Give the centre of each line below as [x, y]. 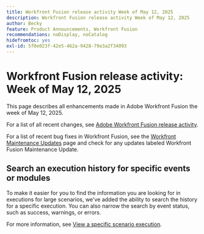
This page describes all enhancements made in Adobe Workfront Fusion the [102, 106]
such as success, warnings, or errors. [54, 212]
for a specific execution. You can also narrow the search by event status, [98, 206]
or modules [28, 178]
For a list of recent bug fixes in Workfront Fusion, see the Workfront [91, 136]
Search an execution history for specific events [98, 169]
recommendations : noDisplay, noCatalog [57, 35]
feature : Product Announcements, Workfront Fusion [72, 29]
